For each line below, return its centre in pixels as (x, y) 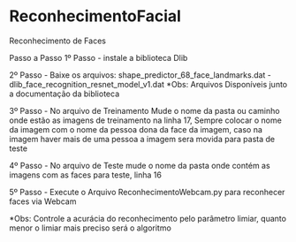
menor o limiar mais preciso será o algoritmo (91, 228)
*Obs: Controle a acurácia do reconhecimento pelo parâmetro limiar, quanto (148, 218)
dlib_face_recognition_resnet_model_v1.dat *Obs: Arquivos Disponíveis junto (148, 84)
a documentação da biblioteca (65, 94)
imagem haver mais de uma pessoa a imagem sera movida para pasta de (142, 139)
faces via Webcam (43, 201)
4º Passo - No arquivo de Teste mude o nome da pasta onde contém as (140, 165)
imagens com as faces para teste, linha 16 (85, 175)
